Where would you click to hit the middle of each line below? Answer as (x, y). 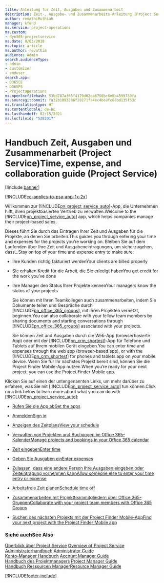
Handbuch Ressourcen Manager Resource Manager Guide (63, 566)
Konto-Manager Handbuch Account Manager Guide (57, 556)
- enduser (15, 73)
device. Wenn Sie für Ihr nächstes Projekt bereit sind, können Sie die (81, 361)
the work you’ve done (34, 276)
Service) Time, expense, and (63, 163)
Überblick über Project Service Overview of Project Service (65, 545)
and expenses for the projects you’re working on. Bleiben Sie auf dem (75, 241)
